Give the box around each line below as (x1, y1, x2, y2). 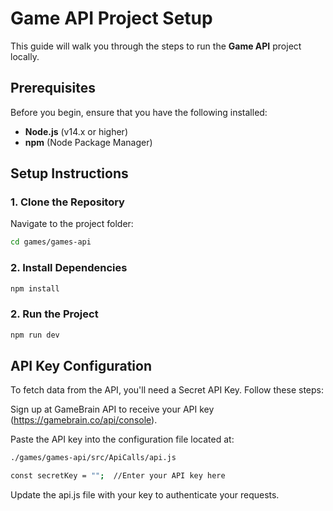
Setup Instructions (10, 165, 129, 182)
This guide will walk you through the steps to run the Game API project (10, 40, 302, 52)
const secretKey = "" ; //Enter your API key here (10, 471, 226, 481)
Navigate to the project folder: (10, 218, 134, 230)
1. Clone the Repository (10, 195, 125, 209)
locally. (10, 50, 40, 62)
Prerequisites (10, 80, 96, 97)
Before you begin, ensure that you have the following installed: (10, 106, 268, 118)
